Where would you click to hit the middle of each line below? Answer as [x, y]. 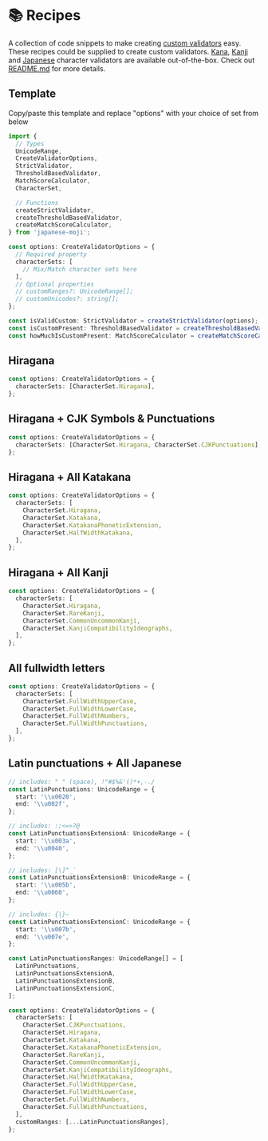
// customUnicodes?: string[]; [67, 299]
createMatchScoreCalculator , [64, 225]
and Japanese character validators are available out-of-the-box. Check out [132, 60]
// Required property [51, 254]
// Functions [37, 202]
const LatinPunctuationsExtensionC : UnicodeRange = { [100, 922]
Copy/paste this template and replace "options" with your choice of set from [134, 113]
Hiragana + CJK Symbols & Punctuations [112, 419]
